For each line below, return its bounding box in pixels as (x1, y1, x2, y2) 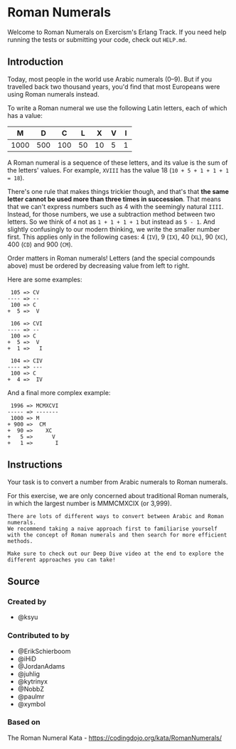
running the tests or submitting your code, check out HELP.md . (7, 35, 187, 43)
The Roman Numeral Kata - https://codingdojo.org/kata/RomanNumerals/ (7, 733, 222, 742)
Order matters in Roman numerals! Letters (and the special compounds (7, 254, 215, 262)
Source (7, 575, 41, 587)
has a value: (7, 111, 43, 119)
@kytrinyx (17, 677, 48, 686)
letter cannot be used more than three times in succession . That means (7, 195, 222, 203)
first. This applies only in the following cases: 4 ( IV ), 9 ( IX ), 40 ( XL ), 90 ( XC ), (7, 232, 228, 241)
